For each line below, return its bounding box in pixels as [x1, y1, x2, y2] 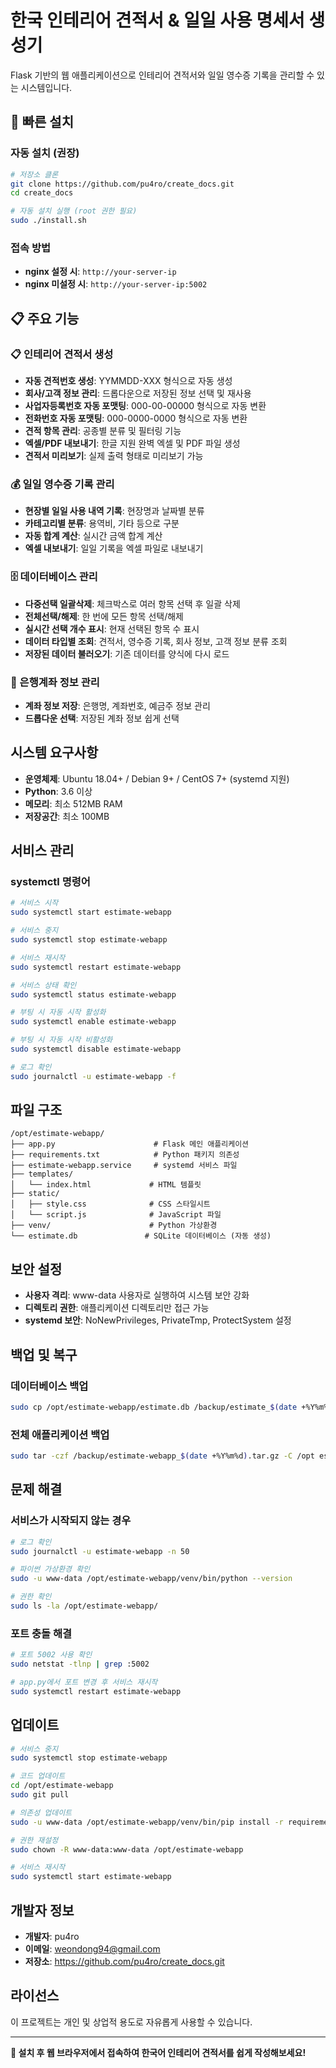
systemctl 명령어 [10, 875, 91, 888]
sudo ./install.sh [10, 216, 87, 226]
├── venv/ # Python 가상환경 [10, 1221, 218, 1231]
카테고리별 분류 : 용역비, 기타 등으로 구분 [24, 517, 180, 530]
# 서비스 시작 [10, 898, 59, 908]
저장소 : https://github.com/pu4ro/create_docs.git [24, 1955, 225, 1967]
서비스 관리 [10, 842, 75, 860]
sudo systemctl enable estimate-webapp [10, 1017, 177, 1027]
